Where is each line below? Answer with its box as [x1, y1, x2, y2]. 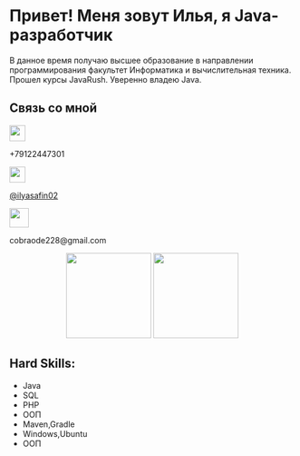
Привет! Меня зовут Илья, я [9, 5, 231, 26]
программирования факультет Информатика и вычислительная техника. [9, 64, 292, 75]
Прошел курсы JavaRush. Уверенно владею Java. [9, 74, 202, 84]
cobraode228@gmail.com [9, 234, 107, 245]
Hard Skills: [9, 356, 75, 372]
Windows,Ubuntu [22, 428, 88, 439]
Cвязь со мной [9, 101, 98, 116]
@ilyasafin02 [9, 190, 59, 201]
